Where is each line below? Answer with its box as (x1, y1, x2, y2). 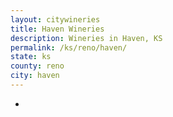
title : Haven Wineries (10, 24, 105, 34)
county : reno (10, 61, 65, 71)
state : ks (10, 52, 52, 62)
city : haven (10, 71, 60, 81)
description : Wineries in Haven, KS (10, 33, 163, 43)
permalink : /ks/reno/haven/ (10, 42, 128, 53)
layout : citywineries (10, 14, 101, 25)
